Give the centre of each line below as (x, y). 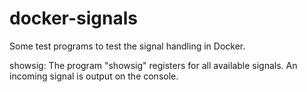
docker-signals (73, 18)
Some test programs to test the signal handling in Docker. (127, 46)
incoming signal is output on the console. (94, 76)
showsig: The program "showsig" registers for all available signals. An (153, 65)
